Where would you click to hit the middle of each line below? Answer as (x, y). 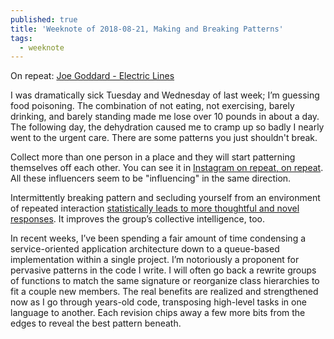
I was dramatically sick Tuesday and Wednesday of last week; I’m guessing (165, 95)
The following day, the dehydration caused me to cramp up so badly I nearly (167, 127)
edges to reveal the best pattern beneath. (96, 323)
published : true (44, 19)
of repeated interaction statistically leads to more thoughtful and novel (155, 208)
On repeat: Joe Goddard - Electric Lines (92, 76)
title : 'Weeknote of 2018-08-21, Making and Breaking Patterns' (147, 29)
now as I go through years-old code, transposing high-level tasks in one (158, 302)
